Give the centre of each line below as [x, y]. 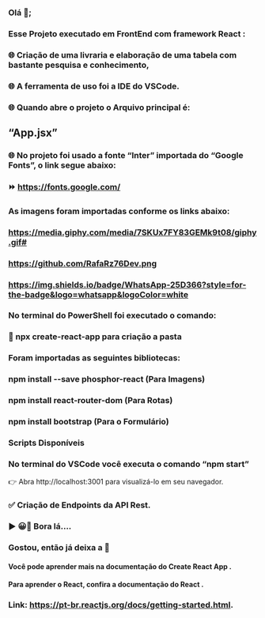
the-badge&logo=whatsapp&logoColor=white [98, 294]
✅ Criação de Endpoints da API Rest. [79, 505]
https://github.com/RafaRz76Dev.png [83, 263]
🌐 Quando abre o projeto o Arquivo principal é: [99, 107]
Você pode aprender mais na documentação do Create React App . [120, 566]
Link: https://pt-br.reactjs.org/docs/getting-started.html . [121, 605]
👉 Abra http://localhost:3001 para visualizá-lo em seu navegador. [116, 482]
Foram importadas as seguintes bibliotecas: [94, 358]
